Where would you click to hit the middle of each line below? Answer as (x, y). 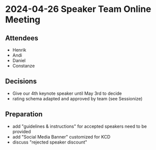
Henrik (19, 50)
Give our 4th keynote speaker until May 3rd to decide (67, 93)
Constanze (23, 66)
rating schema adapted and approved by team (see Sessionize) (78, 98)
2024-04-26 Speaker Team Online (78, 9)
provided (22, 131)
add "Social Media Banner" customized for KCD (61, 137)
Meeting (23, 20)
